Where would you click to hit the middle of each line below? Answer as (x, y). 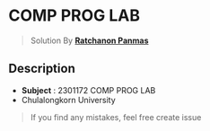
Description (42, 69)
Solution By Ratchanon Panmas (89, 40)
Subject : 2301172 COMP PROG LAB (88, 90)
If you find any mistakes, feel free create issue (116, 117)
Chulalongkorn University (68, 100)
